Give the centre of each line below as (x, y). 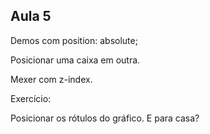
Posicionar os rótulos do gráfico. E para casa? (105, 118)
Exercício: (31, 98)
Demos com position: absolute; (74, 40)
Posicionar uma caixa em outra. (75, 60)
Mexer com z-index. (51, 79)
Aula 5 (31, 16)
